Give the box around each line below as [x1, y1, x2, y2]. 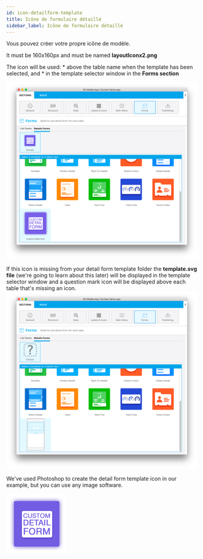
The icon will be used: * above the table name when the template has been [6, 64, 193, 71]
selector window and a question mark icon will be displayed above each [6, 278, 186, 285]
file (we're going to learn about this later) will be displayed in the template [6, 272, 191, 279]
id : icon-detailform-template [6, 10, 83, 16]
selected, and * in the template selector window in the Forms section [6, 70, 179, 77]
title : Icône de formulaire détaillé [6, 16, 102, 22]
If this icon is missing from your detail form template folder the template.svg [6, 265, 198, 273]
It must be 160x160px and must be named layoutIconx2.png [6, 52, 158, 59]
